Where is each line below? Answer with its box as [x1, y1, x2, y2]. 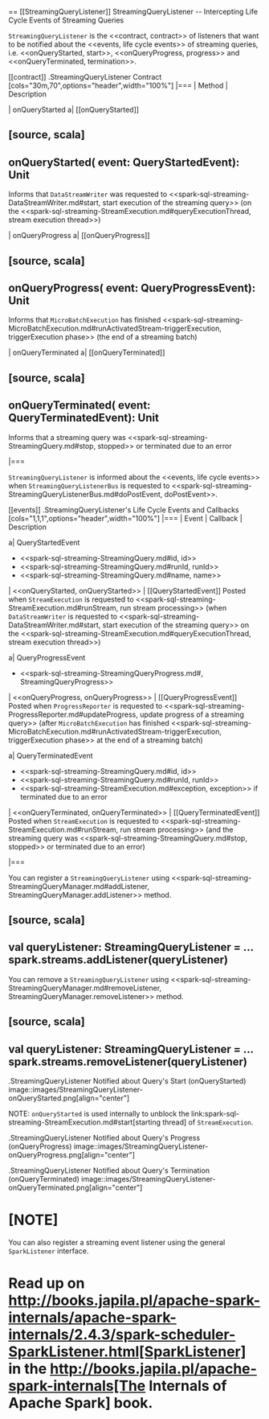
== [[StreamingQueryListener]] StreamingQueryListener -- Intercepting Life [8, 7, 259, 16]
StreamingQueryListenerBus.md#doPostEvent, [8, 489, 163, 499]
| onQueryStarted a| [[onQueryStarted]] [8, 105, 139, 114]
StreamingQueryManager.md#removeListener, [8, 983, 162, 993]
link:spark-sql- [191, 1109, 239, 1119]
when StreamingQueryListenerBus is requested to [8, 480, 170, 490]
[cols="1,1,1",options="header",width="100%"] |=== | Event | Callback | [8, 513, 243, 523]
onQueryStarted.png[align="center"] [8, 1093, 130, 1103]
